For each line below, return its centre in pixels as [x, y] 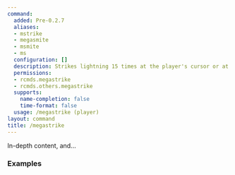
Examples [25, 164]
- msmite [26, 47]
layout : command [31, 119]
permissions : [33, 73]
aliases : [26, 27]
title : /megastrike [36, 125]
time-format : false [49, 106]
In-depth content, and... [42, 145]
